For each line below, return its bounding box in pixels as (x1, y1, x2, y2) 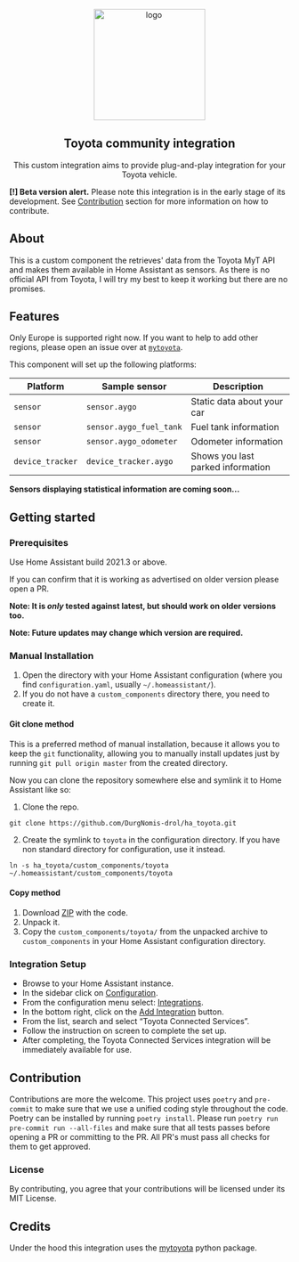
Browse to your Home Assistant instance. (21, 978, 174, 989)
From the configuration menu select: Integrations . (21, 997, 205, 1008)
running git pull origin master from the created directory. (9, 757, 229, 768)
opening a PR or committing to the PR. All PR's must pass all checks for (9, 1131, 271, 1142)
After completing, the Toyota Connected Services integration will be (21, 1035, 271, 1046)
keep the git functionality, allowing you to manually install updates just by (9, 748, 280, 759)
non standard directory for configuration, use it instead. (21, 843, 226, 854)
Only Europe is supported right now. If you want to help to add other (9, 332, 259, 343)
